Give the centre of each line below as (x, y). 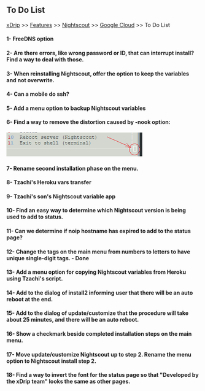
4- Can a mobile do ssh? (38, 94)
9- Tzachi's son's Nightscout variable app (61, 196)
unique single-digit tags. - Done (48, 258)
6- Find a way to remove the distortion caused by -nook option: (88, 122)
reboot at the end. (30, 299)
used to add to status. (35, 217)
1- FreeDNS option (30, 39)
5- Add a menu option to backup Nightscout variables (76, 108)
